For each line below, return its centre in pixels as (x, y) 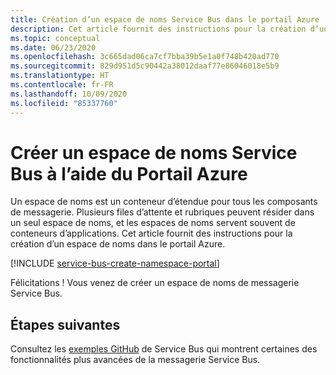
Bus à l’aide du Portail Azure (129, 173)
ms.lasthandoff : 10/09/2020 (69, 94)
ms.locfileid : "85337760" (64, 103)
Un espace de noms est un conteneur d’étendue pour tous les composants (164, 202)
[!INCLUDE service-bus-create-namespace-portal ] (115, 263)
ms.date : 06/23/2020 (53, 47)
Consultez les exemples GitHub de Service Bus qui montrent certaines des (164, 349)
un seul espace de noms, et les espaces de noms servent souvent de (153, 223)
